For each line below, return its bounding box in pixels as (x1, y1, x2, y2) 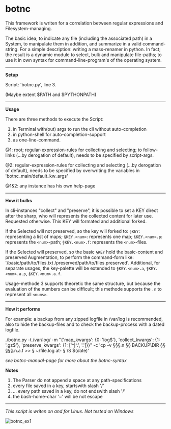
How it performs (5, 306, 41, 312)
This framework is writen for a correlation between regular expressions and (5, 20, 164, 26)
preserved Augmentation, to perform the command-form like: (5, 254, 134, 260)
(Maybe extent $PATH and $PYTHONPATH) (5, 91, 97, 98)
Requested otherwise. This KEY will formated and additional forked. (5, 218, 147, 224)
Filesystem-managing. (5, 25, 52, 31)
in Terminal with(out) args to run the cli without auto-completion (12, 126, 147, 132)
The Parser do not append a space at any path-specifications (12, 377, 142, 383)
